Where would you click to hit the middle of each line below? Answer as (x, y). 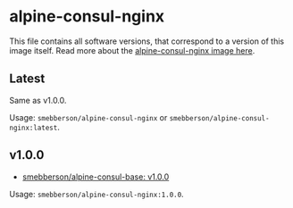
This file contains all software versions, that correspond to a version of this (146, 41)
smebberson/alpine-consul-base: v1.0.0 (96, 177)
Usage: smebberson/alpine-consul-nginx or (88, 117)
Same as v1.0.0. (38, 100)
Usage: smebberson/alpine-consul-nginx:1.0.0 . (97, 194)
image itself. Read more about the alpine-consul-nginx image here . (132, 50)
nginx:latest (33, 128)
